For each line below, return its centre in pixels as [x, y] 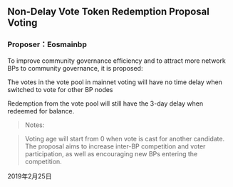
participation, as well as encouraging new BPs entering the [111, 153]
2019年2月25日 [30, 176]
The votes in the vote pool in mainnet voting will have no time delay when [115, 82]
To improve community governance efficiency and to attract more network [116, 61]
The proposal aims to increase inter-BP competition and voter [115, 146]
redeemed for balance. [41, 111]
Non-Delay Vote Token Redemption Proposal [109, 12]
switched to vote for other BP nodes [60, 89]
